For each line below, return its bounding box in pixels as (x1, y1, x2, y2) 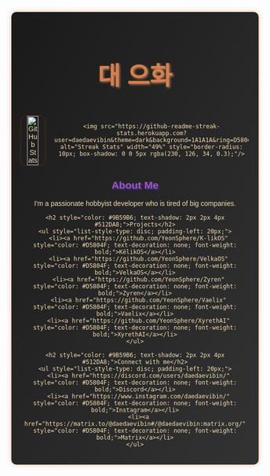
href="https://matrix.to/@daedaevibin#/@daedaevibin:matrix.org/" (24, 420, 246, 428)
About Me (111, 178, 159, 191)
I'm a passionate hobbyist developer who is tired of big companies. (34, 200, 236, 208)
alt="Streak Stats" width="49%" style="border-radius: (60, 143, 243, 151)
